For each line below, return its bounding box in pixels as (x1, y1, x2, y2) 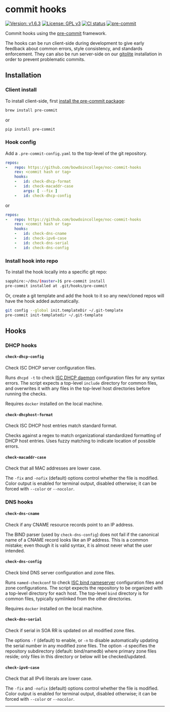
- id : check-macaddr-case (14, 184, 73, 189)
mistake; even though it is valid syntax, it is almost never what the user (5, 542, 153, 548)
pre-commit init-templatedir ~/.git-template (5, 313, 103, 318)
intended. (5, 547, 25, 553)
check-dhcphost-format (5, 412, 53, 417)
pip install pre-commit (5, 127, 56, 132)
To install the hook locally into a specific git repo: (5, 268, 107, 275)
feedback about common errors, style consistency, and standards (5, 45, 143, 51)
